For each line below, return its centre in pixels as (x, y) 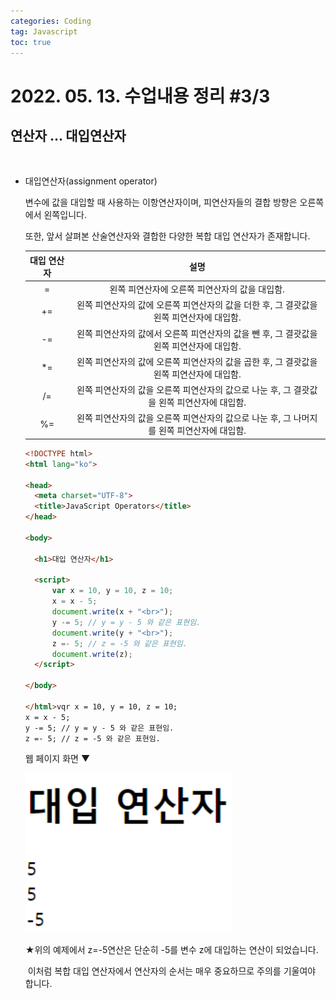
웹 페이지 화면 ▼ (57, 759)
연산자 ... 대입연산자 (68, 135)
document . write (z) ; (92, 654)
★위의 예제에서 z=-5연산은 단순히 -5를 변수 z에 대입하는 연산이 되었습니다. (171, 950)
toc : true (31, 42)
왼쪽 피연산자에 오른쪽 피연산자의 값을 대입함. (197, 289)
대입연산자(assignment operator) (91, 181)
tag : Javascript (44, 31)
